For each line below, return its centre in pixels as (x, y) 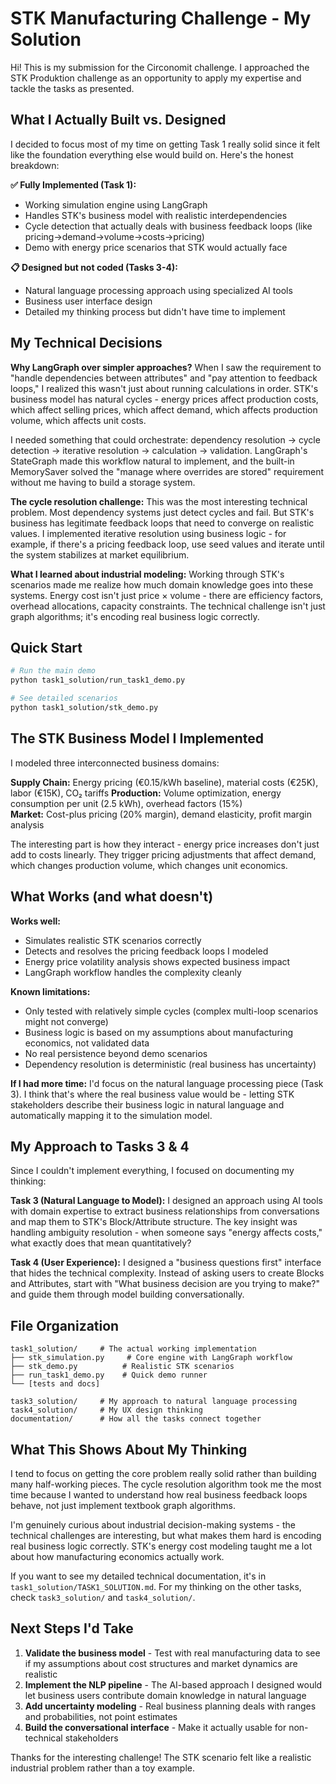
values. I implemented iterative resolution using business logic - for (148, 533)
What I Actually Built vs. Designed (118, 120)
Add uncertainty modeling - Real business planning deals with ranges (170, 1706)
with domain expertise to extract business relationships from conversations (165, 1211)
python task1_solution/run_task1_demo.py (98, 680)
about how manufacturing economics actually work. (117, 1556)
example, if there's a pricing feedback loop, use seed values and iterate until (167, 544)
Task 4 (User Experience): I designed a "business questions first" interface (166, 1263)
